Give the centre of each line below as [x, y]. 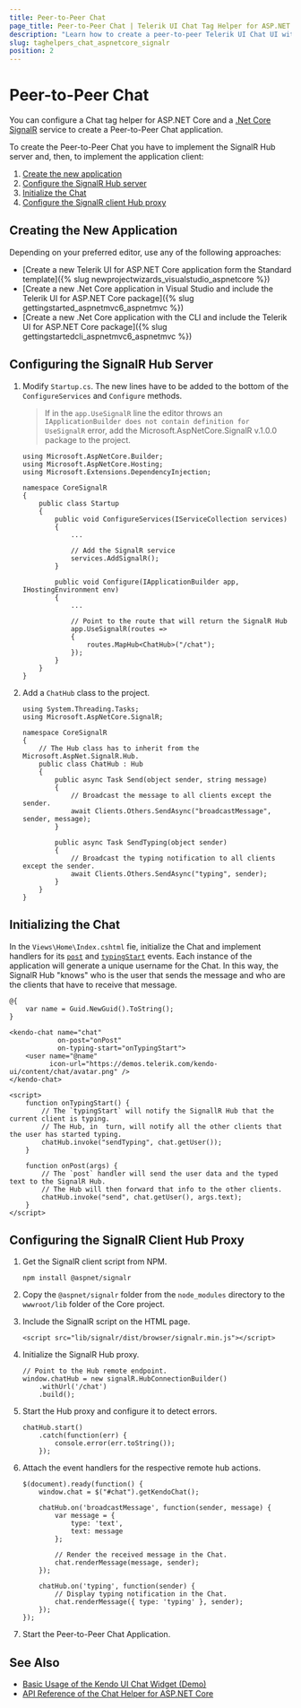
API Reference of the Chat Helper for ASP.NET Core [118, 1694]
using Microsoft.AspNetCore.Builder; [93, 456]
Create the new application [72, 174]
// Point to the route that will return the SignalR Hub [179, 621]
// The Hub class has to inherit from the [119, 748]
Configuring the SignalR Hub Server [111, 364]
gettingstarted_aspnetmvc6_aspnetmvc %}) [103, 308]
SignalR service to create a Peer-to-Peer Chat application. [116, 130]
